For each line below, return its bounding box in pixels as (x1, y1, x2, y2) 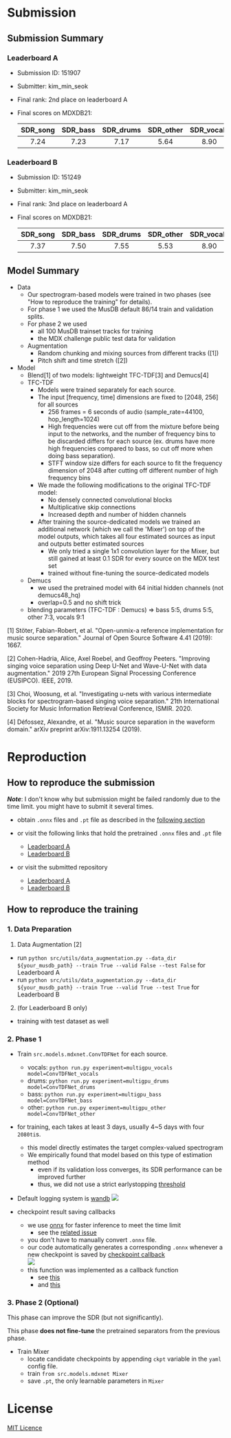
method (27, 1158, 49, 1166)
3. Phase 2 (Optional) (7, 1297, 79, 1307)
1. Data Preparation (7, 925, 72, 934)
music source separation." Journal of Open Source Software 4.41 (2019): (7, 633, 213, 642)
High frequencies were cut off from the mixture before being (47, 422, 220, 431)
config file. (27, 1362, 58, 1370)
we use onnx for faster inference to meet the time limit (27, 1221, 181, 1229)
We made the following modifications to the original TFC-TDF (37, 481, 211, 489)
